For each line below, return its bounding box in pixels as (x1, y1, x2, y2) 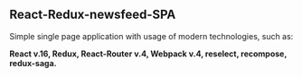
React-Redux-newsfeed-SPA (9, 7, 176, 22)
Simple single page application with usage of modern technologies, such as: (9, 30, 294, 41)
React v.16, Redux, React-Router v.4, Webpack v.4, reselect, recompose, (9, 48, 288, 59)
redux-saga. (9, 57, 57, 68)
